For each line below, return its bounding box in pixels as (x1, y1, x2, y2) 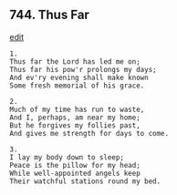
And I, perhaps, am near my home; (9, 113, 141, 122)
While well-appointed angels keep (9, 169, 141, 178)
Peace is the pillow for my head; (9, 160, 141, 169)
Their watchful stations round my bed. (9, 177, 161, 186)
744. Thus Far (9, 7, 89, 23)
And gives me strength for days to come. (9, 128, 170, 138)
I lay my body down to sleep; (9, 152, 125, 162)
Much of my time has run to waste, (9, 105, 145, 114)
